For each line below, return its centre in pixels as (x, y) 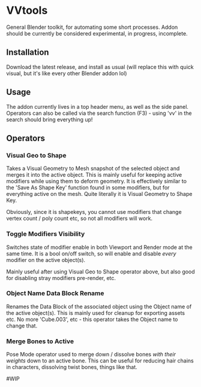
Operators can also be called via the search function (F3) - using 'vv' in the (99, 113)
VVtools (27, 11)
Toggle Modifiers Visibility (46, 234)
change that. (22, 326)
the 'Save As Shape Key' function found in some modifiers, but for (88, 187)
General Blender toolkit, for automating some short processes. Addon (92, 27)
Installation (28, 53)
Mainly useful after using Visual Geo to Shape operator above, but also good (100, 272)
